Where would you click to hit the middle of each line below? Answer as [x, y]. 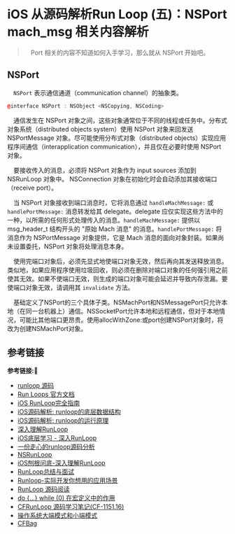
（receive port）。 [33, 188]
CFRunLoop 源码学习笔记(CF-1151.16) [71, 507]
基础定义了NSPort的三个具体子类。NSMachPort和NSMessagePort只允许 [117, 302]
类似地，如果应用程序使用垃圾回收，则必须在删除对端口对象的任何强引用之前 [117, 269]
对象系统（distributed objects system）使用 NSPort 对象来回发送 [100, 129]
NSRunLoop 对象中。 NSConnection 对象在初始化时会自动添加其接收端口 [112, 178]
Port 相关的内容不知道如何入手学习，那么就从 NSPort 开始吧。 [120, 52]
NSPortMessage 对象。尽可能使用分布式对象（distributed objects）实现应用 [117, 138]
